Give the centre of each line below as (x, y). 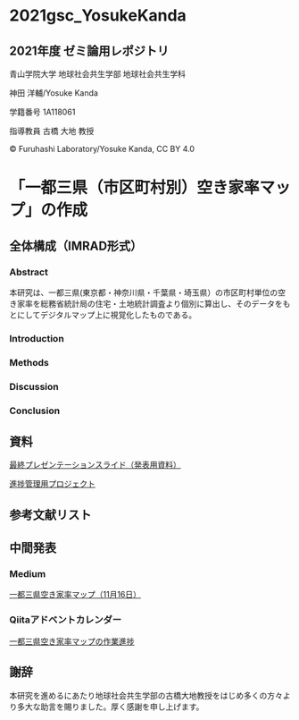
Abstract (29, 272)
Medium (28, 574)
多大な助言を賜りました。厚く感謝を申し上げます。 (110, 707)
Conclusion (35, 411)
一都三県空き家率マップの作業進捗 (72, 641)
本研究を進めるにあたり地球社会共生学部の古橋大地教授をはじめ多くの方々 (146, 695)
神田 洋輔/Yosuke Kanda (54, 93)
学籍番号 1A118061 (42, 112)
